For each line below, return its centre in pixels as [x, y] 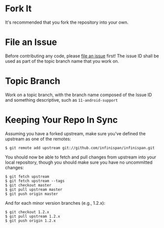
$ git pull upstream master [34, 190]
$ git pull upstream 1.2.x [33, 216]
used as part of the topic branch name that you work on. [62, 61]
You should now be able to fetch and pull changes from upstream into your [81, 157]
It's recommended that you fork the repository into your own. [67, 22]
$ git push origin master [31, 194]
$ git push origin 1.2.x [30, 221]
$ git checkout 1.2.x [27, 212]
